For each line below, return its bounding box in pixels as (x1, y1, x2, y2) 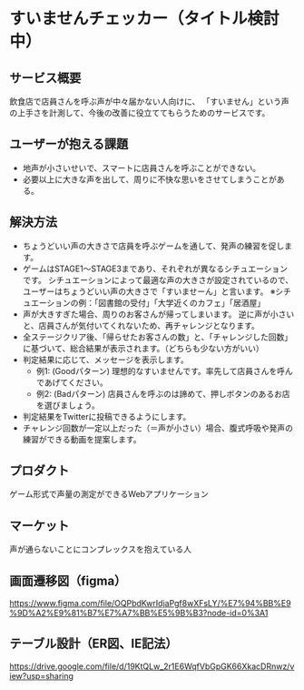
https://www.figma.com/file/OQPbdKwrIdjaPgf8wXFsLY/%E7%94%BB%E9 (9, 598, 292, 609)
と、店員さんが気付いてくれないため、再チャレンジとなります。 (22, 320, 260, 330)
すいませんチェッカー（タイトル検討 (9, 8, 279, 29)
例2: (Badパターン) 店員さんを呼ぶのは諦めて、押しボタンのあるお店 (35, 388, 290, 399)
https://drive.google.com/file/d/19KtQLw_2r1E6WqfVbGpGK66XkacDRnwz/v (9, 661, 295, 672)
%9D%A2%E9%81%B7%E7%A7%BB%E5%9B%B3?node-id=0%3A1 (9, 607, 269, 619)
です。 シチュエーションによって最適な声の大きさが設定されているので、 (22, 274, 293, 285)
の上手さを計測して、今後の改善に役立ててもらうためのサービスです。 (9, 107, 270, 118)
